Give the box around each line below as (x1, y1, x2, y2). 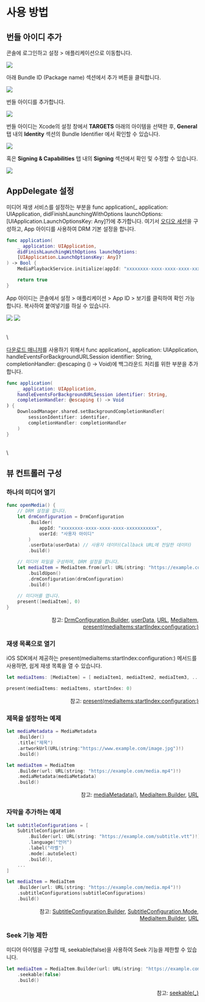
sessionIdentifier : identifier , (28, 414, 111, 421)
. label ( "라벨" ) (28, 845, 64, 851)
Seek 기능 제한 (6, 931, 48, 940)
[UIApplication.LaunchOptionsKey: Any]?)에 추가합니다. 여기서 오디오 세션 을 (6, 217, 192, 225)
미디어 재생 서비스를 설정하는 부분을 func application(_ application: (6, 203, 168, 211)
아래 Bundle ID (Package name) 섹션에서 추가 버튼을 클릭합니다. (6, 74, 162, 81)
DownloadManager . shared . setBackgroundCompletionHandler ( (17, 408, 165, 415)
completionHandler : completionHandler (28, 420, 127, 426)
